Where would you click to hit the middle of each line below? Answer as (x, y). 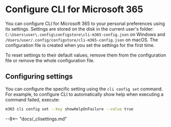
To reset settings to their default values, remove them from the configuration (86, 55)
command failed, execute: (33, 99)
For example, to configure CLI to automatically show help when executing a (84, 94)
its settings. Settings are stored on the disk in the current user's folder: (80, 29)
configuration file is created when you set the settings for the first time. (80, 45)
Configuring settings (39, 77)
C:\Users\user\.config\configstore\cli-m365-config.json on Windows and (85, 34)
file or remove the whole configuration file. (50, 60)
